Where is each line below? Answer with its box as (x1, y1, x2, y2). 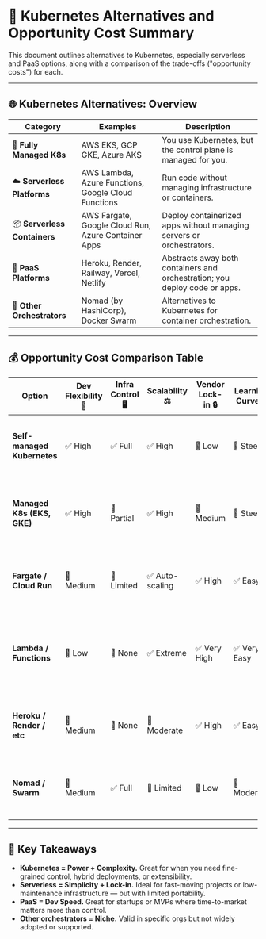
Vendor (196, 378, 225, 389)
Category (25, 121, 62, 132)
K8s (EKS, (12, 508, 51, 519)
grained (19, 872, 45, 881)
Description (185, 121, 231, 132)
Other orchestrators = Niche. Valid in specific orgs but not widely (19, 914, 235, 923)
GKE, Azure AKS (81, 149, 142, 160)
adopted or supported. (19, 922, 93, 932)
